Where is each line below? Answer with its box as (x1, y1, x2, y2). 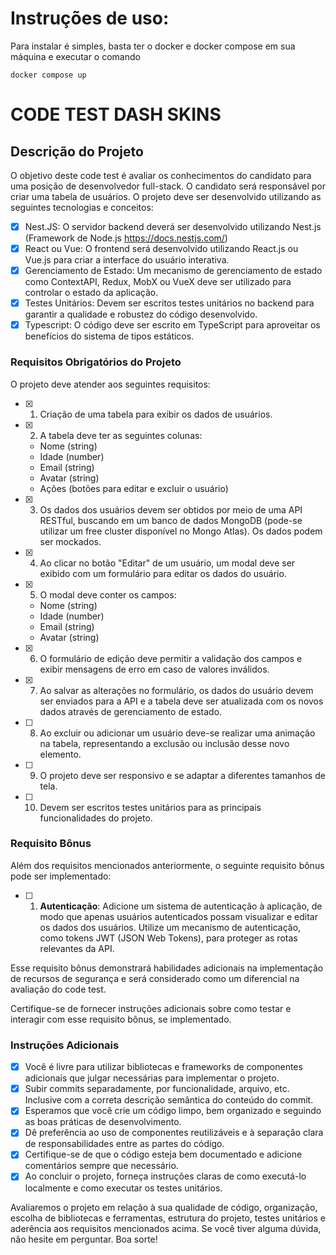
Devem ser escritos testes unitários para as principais (39, 801, 262, 813)
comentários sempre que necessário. (24, 1160, 179, 1172)
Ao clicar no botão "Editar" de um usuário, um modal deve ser (39, 557, 296, 569)
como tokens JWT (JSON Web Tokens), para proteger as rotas (39, 932, 298, 944)
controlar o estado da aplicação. (24, 287, 159, 299)
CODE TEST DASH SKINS (10, 103, 222, 126)
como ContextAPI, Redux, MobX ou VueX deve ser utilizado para (24, 276, 292, 288)
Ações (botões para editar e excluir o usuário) (39, 482, 229, 494)
